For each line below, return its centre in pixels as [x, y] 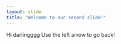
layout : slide [24, 12]
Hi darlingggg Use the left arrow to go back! [61, 34]
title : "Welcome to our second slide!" [56, 17]
